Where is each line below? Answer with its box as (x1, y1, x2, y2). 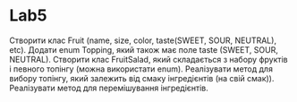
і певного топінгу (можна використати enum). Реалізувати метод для (9, 64, 273, 74)
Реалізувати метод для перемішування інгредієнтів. (9, 82, 208, 93)
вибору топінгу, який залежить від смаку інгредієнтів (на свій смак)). (9, 72, 275, 83)
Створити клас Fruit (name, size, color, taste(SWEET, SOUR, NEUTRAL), (9, 35, 277, 46)
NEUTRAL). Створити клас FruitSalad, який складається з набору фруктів (9, 54, 288, 64)
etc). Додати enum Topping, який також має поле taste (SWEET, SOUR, (9, 44, 279, 55)
